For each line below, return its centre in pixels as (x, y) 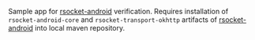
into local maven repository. (80, 28)
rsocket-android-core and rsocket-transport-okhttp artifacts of (113, 20)
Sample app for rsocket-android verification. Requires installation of (118, 11)
